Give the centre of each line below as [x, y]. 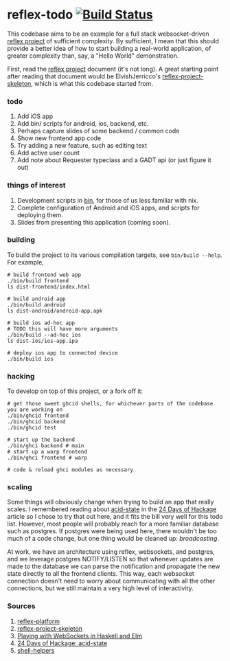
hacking [21, 376]
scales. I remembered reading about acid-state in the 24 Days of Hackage [112, 509]
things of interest [36, 186]
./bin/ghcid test [32, 428]
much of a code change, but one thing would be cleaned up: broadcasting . [113, 539]
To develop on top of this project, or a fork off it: [75, 391]
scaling [20, 487]
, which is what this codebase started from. [92, 83]
